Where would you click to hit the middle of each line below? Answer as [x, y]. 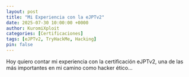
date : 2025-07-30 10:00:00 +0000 [47, 23]
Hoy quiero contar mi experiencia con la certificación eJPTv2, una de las [95, 61]
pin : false [20, 45]
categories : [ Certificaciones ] [45, 34]
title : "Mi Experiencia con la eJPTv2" [55, 17]
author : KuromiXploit [33, 28]
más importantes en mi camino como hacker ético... [69, 68]
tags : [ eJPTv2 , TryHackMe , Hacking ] [51, 39]
